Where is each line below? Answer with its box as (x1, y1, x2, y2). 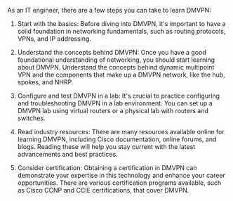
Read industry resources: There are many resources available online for (17, 128, 225, 136)
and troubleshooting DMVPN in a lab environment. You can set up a (17, 99, 213, 108)
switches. (17, 114, 46, 122)
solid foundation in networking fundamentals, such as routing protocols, (17, 27, 226, 35)
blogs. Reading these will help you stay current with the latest (17, 143, 196, 150)
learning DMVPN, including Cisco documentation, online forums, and (17, 135, 217, 143)
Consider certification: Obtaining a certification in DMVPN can (17, 164, 198, 171)
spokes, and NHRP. (17, 78, 74, 86)
